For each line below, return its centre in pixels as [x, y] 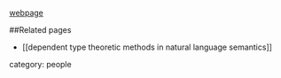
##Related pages [40, 30]
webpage [27, 13]
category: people [41, 64]
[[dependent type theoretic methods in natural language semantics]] [147, 47]
